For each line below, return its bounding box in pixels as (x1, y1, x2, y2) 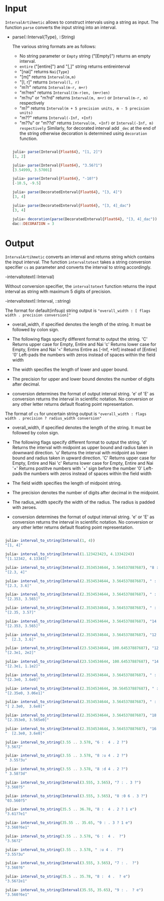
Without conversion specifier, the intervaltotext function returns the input (5, 283, 157, 289)
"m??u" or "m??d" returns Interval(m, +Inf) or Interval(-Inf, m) (19, 120, 154, 126)
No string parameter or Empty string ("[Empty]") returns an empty (19, 53, 151, 59)
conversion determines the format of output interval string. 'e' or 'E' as (12, 514, 155, 520)
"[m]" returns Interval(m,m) (19, 74, 76, 80)
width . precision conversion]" (5, 313, 71, 318)
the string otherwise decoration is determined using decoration (19, 130, 147, 136)
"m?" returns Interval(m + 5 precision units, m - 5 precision (19, 105, 150, 111)
